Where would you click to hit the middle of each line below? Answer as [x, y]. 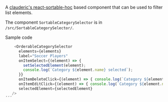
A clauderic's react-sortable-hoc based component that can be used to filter [84, 7]
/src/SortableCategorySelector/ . [39, 28]
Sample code [19, 37]
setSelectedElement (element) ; [54, 65]
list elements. [19, 13]
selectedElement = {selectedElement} [55, 88]
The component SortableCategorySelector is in [54, 22]
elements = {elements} [40, 51]
